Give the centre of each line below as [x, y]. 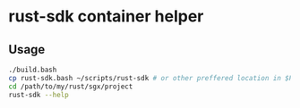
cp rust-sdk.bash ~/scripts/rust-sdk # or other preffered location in [145, 78]
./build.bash [33, 70]
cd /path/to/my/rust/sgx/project [71, 87]
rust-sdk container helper [106, 17]
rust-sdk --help [39, 95]
